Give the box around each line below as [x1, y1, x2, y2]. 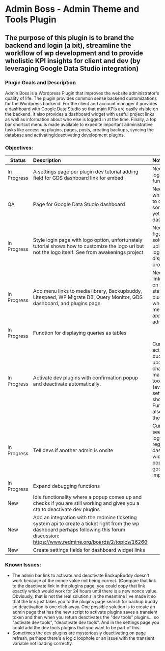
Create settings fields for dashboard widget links [33, 547, 145, 554]
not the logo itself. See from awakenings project [33, 249, 144, 256]
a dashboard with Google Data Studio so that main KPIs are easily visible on [5, 106, 159, 112]
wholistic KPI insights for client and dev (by [5, 57, 141, 65]
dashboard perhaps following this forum [33, 527, 126, 533]
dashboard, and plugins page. [33, 300, 102, 307]
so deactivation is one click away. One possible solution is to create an [12, 604, 156, 610]
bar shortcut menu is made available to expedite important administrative [5, 122, 153, 127]
